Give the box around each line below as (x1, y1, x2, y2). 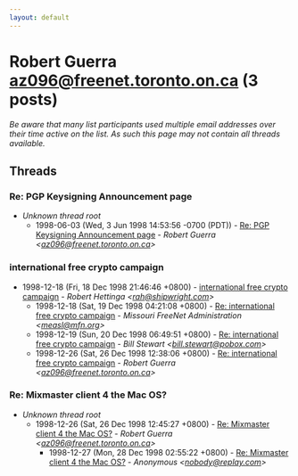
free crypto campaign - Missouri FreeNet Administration (35, 309, 243, 321)
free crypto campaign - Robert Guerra (35, 357, 176, 368)
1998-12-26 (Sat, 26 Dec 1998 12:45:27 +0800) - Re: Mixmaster (35, 418, 270, 429)
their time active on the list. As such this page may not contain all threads (9, 128, 281, 139)
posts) (9, 89, 58, 110)
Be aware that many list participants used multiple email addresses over (9, 119, 277, 129)
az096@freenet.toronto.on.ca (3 (9, 70, 259, 90)
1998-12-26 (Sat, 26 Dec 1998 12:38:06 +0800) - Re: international (35, 348, 278, 358)
